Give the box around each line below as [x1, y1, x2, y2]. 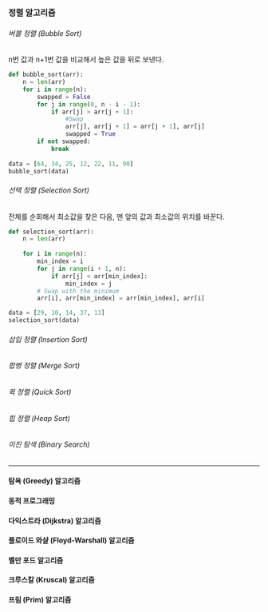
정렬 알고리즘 [8, 6, 56, 18]
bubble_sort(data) [8, 167, 69, 175]
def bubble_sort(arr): [8, 70, 84, 79]
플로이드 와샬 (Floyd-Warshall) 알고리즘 [8, 535, 135, 545]
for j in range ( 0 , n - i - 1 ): [37, 100, 141, 109]
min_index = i [37, 257, 84, 265]
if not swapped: [37, 137, 91, 145]
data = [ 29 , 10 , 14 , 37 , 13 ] [8, 309, 105, 317]
